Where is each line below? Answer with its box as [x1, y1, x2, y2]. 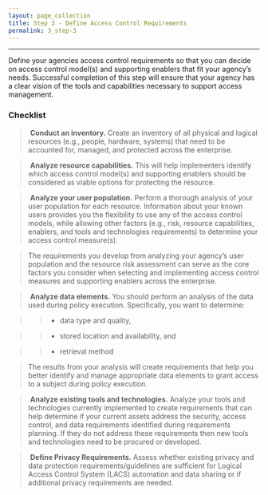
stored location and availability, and [59, 331, 176, 340]
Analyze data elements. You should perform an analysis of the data [30, 291, 254, 301]
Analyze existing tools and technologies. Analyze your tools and [30, 394, 246, 404]
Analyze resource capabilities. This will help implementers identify [30, 160, 252, 170]
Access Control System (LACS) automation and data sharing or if [27, 469, 242, 479]
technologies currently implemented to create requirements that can [27, 402, 253, 412]
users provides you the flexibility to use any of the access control [27, 209, 242, 220]
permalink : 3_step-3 [8, 26, 77, 34]
